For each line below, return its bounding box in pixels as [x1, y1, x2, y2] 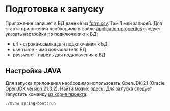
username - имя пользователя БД [12, 46, 87, 52]
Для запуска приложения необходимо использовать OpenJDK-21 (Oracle [5, 80, 165, 86]
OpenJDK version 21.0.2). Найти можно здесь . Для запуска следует [5, 85, 152, 92]
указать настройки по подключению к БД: [5, 31, 99, 37]
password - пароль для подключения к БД [12, 52, 106, 58]
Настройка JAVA [5, 66, 62, 75]
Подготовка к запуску [5, 3, 104, 15]
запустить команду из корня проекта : [5, 91, 88, 97]
